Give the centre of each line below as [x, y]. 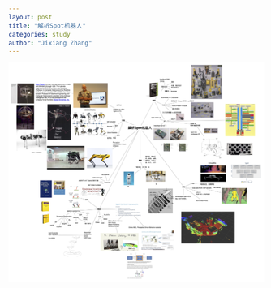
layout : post [30, 17]
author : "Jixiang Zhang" [50, 43]
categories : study [39, 34]
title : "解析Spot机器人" [47, 26]
